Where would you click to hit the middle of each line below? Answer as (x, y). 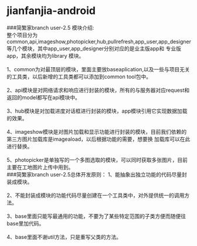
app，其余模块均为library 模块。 (45, 56)
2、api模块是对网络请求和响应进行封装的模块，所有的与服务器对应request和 (98, 90)
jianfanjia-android (51, 11)
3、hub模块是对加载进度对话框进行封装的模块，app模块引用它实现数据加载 (97, 111)
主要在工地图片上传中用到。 (40, 167)
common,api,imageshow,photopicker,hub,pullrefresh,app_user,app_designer (99, 41)
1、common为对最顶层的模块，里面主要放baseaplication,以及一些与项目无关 (98, 69)
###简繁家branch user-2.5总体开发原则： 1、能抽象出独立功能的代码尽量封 (97, 174)
